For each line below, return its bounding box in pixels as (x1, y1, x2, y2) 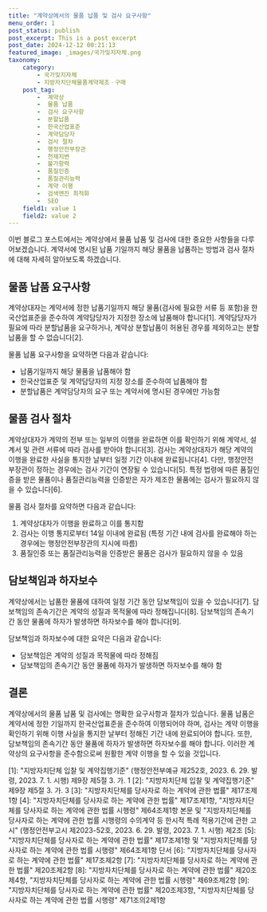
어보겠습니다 (8, 245, 48, 254)
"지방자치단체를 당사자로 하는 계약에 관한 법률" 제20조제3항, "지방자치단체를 (8, 885, 246, 894)
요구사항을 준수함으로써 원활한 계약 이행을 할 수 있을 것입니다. (29, 749, 221, 758)
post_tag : (22, 85, 56, 94)
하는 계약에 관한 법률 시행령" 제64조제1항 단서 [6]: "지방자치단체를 (29, 845, 236, 855)
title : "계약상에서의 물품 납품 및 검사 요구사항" (8, 11, 151, 20)
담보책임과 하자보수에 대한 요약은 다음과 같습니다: (8, 633, 162, 643)
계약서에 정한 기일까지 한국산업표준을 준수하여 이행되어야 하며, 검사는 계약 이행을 (8, 718, 260, 728)
